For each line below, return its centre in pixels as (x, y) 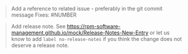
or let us (160, 33)
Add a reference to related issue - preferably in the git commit (87, 9)
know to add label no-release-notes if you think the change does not (96, 39)
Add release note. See (38, 26)
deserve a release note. (40, 45)
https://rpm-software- (94, 26)
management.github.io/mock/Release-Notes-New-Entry (80, 33)
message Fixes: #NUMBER (44, 15)
